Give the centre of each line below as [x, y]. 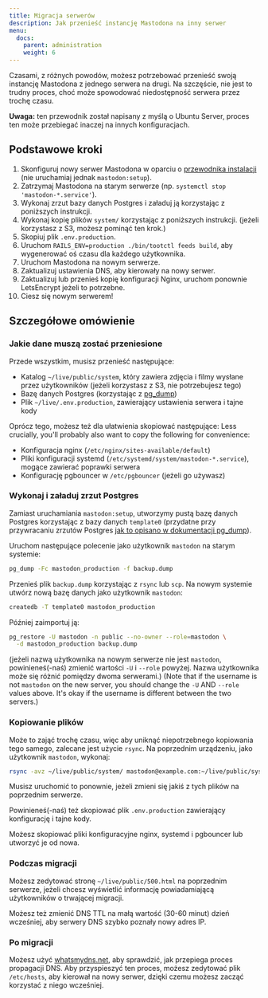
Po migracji [31, 942]
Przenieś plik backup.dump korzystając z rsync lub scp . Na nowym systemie [131, 583]
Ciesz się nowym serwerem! [67, 296]
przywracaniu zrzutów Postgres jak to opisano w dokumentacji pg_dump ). [130, 530]
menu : [18, 30]
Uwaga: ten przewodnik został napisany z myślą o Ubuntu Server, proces [129, 116]
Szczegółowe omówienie [72, 321]
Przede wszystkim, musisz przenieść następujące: [91, 361]
